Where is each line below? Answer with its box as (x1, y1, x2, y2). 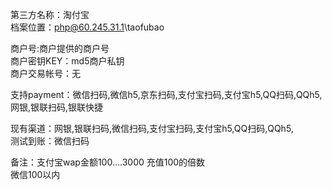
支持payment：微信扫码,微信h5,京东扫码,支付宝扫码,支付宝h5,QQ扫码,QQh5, (10, 89, 323, 100)
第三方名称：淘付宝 (10, 9, 90, 20)
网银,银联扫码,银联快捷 (10, 101, 104, 113)
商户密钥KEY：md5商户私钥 (10, 55, 125, 67)
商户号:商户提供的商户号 (10, 43, 110, 54)
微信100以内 (10, 169, 61, 180)
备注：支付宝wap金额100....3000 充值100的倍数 (10, 156, 206, 168)
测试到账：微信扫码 (10, 135, 90, 147)
